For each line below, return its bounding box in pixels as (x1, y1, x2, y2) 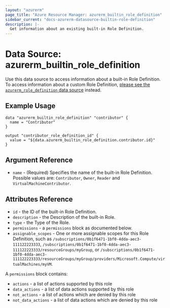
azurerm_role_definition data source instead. (5, 87, 101, 93)
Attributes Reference (5, 195, 73, 204)
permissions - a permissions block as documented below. (12, 225, 133, 231)
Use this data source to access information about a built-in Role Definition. (5, 76, 161, 82)
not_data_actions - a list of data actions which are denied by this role (12, 297, 158, 303)
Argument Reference (5, 156, 73, 165)
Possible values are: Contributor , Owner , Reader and (12, 174, 120, 181)
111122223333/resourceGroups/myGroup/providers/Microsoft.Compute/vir (12, 256, 165, 262)
